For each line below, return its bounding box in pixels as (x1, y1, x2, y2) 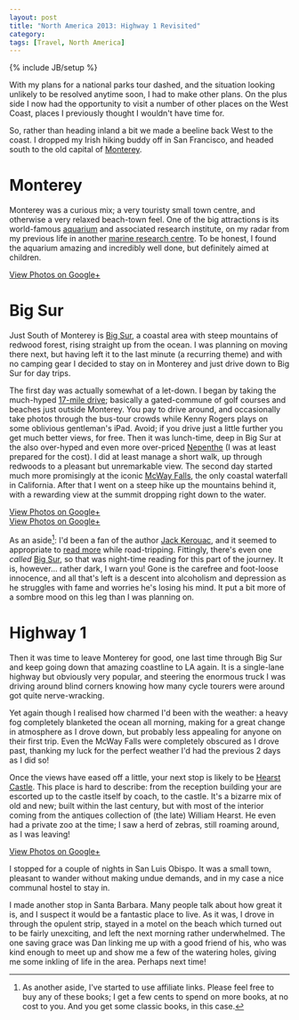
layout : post (9, 12, 58, 22)
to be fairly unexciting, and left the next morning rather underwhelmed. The (9, 927, 286, 938)
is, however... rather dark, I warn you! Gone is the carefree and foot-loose (9, 563, 279, 574)
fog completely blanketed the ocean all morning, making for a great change (9, 716, 286, 727)
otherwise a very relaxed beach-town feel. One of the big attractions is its (9, 215, 279, 225)
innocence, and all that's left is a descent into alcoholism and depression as (9, 572, 287, 583)
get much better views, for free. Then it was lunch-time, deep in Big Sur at (9, 433, 282, 444)
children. (9, 252, 42, 263)
